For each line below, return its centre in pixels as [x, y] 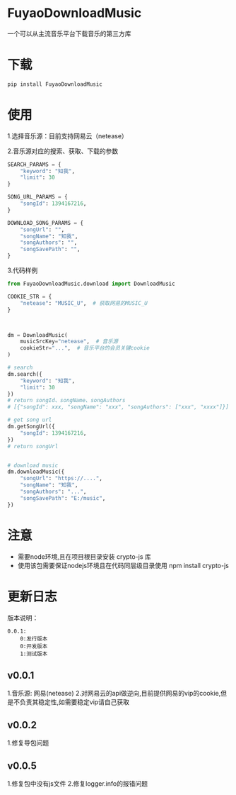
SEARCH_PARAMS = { [34, 165]
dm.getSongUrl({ [31, 427]
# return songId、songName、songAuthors [66, 401]
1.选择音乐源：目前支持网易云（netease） [68, 135]
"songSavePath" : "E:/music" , [63, 498]
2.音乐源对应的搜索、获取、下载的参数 [63, 151]
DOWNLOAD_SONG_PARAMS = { [45, 223]
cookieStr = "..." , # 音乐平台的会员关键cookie [85, 348]
